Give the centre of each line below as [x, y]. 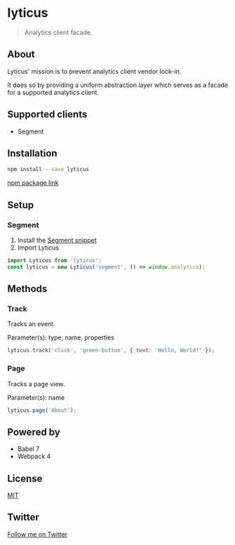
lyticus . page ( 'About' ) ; [42, 410]
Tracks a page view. [36, 384]
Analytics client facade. [58, 32]
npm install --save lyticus [48, 170]
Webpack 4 [34, 457]
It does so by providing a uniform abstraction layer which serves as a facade [118, 85]
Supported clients [47, 115]
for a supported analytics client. [53, 92]
